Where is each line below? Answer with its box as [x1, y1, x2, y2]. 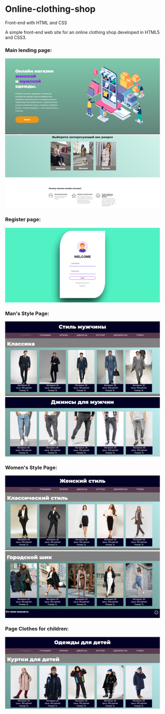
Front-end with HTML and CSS [5, 20, 67, 26]
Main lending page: [5, 47, 53, 54]
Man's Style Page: [5, 310, 50, 317]
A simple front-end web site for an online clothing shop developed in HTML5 [5, 29, 160, 35]
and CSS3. [5, 34, 27, 40]
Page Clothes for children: [5, 625, 69, 632]
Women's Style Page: [5, 464, 57, 471]
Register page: [5, 216, 41, 223]
